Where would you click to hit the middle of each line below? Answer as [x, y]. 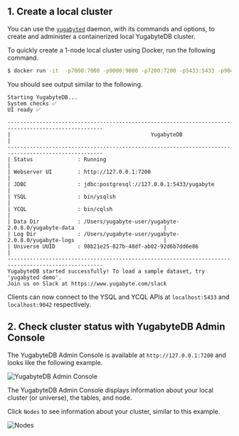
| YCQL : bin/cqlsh [60, 209]
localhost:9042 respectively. [49, 304]
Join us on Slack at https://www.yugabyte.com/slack [87, 283]
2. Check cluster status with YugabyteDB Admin [116, 327]
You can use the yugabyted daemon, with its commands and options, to [111, 28]
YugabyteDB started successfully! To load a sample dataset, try [106, 271]
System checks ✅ [32, 103]
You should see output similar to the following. [75, 84]
